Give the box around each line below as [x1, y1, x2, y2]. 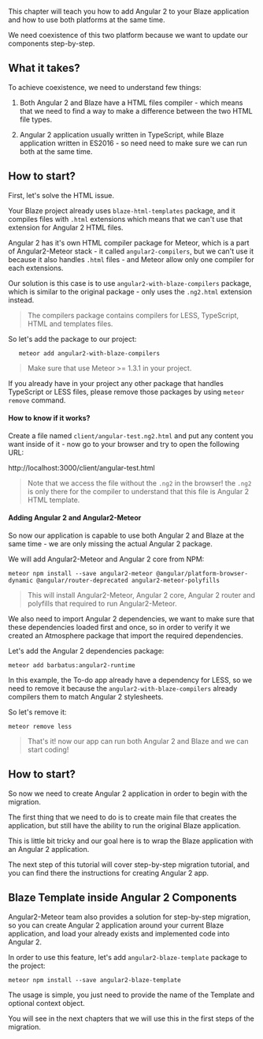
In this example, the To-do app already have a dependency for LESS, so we [8, 675, 253, 685]
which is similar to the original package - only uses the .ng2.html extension [8, 287, 253, 296]
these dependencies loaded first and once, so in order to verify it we [8, 623, 231, 632]
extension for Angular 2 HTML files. [8, 223, 124, 232]
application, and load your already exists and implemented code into [8, 928, 230, 938]
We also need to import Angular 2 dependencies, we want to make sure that [8, 614, 254, 624]
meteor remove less [8, 722, 72, 731]
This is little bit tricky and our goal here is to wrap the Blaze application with [8, 836, 254, 846]
